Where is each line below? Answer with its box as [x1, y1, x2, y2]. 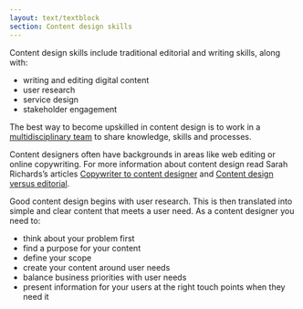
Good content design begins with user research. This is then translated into [9, 196, 293, 207]
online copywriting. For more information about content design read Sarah [9, 158, 288, 169]
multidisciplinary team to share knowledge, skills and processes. [9, 131, 253, 142]
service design [22, 93, 79, 105]
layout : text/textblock [9, 13, 100, 23]
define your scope [22, 252, 92, 263]
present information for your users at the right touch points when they [22, 281, 286, 293]
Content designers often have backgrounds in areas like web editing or [9, 148, 277, 160]
